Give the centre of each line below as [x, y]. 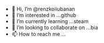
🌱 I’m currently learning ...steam [50, 21]
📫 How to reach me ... [39, 34]
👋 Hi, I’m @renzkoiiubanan [43, 9]
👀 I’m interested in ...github [44, 15]
